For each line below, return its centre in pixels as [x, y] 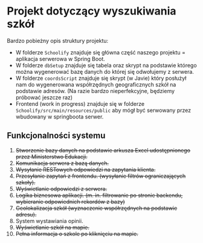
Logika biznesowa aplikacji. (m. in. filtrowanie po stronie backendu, [99, 195]
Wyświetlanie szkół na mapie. [53, 227]
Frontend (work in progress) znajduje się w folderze [80, 103]
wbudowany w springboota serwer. [60, 117]
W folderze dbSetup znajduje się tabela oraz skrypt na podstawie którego [106, 65]
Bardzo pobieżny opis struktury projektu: [58, 40]
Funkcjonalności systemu [56, 136]
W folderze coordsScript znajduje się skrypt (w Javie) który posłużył [101, 78]
